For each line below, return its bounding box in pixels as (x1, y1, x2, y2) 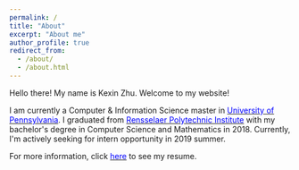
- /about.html (17, 64, 70, 72)
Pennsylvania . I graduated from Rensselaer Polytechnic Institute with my (9, 114, 276, 125)
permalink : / (9, 13, 58, 22)
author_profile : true (9, 38, 90, 47)
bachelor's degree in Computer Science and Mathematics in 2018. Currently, (9, 123, 291, 134)
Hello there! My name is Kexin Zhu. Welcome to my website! (9, 87, 230, 98)
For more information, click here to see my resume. (9, 150, 197, 161)
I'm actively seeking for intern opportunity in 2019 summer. (9, 133, 226, 144)
